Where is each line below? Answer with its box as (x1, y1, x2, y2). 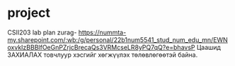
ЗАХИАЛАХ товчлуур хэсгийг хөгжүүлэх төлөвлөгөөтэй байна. (7, 51, 198, 59)
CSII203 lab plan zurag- (7, 28, 77, 37)
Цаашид (196, 43, 222, 51)
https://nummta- (78, 28, 127, 37)
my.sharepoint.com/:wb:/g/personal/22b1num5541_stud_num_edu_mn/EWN (7, 35, 228, 44)
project (7, 5, 51, 21)
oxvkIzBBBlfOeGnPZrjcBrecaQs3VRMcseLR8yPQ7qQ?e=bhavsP (7, 43, 196, 51)
